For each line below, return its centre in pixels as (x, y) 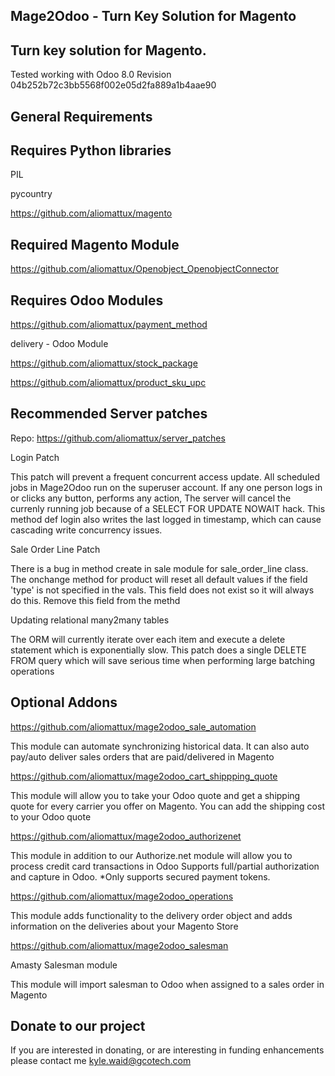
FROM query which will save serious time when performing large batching (163, 660)
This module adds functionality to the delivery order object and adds (151, 915)
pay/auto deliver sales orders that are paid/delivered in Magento (142, 756)
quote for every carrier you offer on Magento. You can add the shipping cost (167, 806)
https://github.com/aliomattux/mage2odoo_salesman (119, 945)
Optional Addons (64, 702)
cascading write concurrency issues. (86, 530)
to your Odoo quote (51, 816)
